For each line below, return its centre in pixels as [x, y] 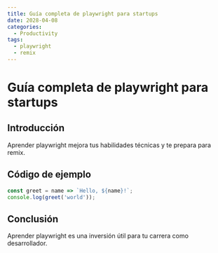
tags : [15, 40]
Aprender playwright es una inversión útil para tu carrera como [98, 236]
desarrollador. [27, 243]
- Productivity [36, 33]
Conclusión [33, 219]
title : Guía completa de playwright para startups [83, 14]
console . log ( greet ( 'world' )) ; [52, 197]
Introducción [36, 128]
